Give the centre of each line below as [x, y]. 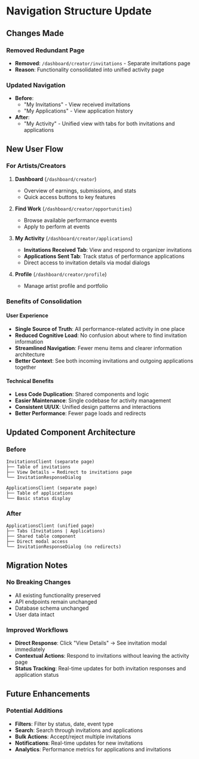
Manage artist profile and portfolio [66, 285]
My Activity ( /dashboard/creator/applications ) [74, 238]
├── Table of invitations [38, 467]
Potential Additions [35, 710]
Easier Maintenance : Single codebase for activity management [93, 400]
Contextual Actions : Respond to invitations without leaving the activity [102, 656]
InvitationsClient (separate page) [50, 462]
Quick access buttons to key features [70, 197]
